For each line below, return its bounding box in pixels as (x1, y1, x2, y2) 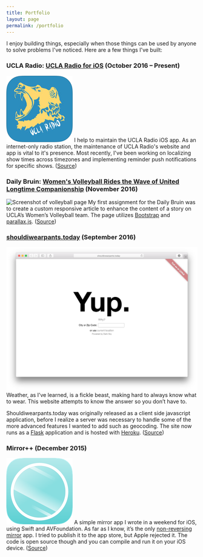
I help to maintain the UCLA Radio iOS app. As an (73, 136, 196, 144)
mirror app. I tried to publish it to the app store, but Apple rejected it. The (6, 532, 188, 539)
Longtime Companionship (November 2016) (6, 185, 138, 193)
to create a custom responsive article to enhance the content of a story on (6, 205, 192, 212)
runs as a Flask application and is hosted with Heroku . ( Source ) (6, 429, 165, 436)
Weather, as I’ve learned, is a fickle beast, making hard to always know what (6, 391, 197, 398)
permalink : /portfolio (6, 22, 64, 28)
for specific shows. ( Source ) (6, 162, 78, 169)
